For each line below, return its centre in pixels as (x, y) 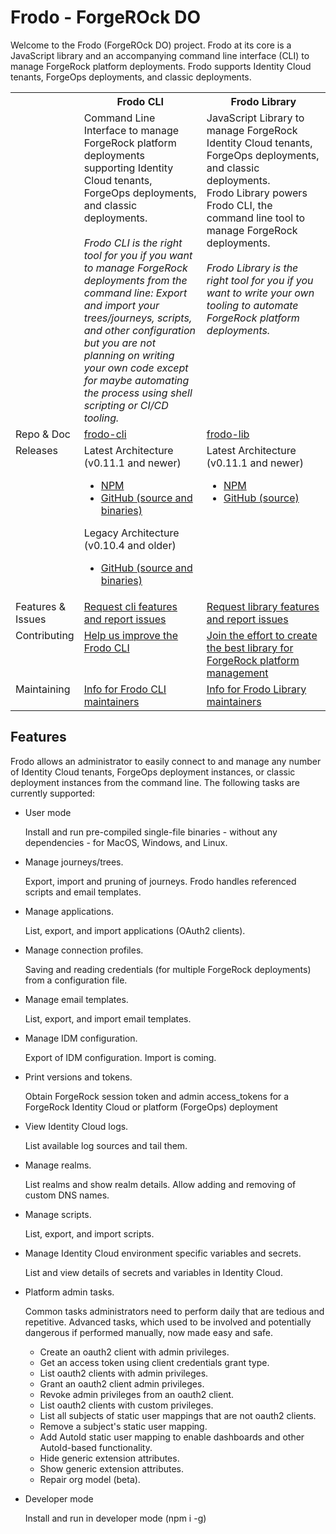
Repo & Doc (43, 434)
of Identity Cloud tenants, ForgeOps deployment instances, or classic (153, 772)
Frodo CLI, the (239, 205)
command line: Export (135, 293)
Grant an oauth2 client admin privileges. (122, 1383)
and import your (121, 305)
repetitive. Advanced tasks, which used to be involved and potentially (168, 1322)
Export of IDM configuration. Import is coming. (120, 1057)
